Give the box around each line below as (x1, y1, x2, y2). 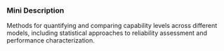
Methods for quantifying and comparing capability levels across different (6, 22, 218, 30)
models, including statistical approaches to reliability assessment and (6, 29, 208, 37)
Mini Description (6, 6, 65, 15)
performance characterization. (6, 36, 95, 45)
